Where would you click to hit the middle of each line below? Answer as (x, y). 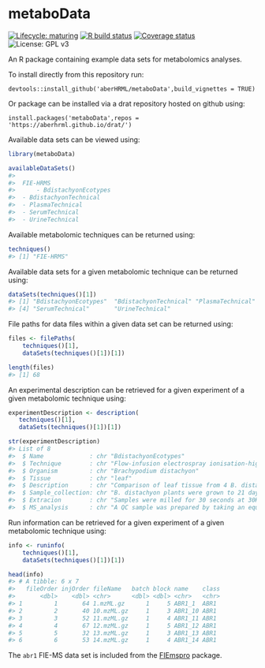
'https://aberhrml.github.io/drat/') (70, 125)
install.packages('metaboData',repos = (74, 118)
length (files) (32, 368)
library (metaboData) (42, 154)
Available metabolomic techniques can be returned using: (102, 234)
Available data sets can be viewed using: (74, 140)
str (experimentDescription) (54, 442)
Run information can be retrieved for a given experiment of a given (116, 522)
